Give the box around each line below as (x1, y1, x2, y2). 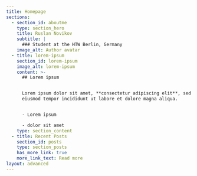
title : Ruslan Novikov (17, 31, 73, 37)
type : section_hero (17, 25, 65, 31)
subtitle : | (17, 36, 46, 42)
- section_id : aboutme (11, 19, 67, 25)
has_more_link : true (17, 150, 67, 156)
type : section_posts (17, 144, 67, 151)
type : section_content (17, 128, 73, 133)
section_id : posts (17, 139, 62, 145)
